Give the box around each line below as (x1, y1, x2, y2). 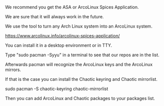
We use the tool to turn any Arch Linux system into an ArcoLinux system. (5, 23, 153, 29)
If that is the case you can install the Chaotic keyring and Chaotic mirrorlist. (5, 76, 158, 82)
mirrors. (5, 67, 21, 72)
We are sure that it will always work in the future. (5, 14, 104, 19)
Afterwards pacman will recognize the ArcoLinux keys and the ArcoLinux (5, 62, 153, 67)
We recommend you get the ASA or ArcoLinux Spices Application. (5, 4, 139, 10)
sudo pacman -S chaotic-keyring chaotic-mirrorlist (5, 86, 108, 92)
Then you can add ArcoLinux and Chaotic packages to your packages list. (5, 96, 155, 101)
